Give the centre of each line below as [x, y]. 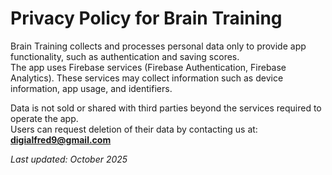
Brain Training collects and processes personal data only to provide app [158, 46]
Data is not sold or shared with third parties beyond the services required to [166, 108]
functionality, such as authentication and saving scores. [125, 56]
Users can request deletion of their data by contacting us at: [134, 129]
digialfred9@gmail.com [61, 139]
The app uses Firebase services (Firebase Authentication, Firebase [148, 67]
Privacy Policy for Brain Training [146, 18]
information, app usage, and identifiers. [91, 88]
